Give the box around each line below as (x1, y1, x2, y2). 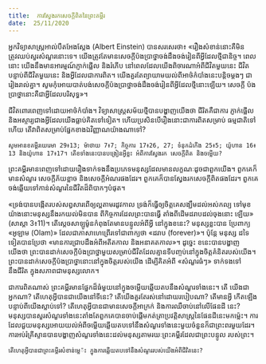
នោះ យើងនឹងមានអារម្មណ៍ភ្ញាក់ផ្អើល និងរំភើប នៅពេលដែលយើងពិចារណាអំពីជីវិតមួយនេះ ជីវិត (8, 61, 250, 70)
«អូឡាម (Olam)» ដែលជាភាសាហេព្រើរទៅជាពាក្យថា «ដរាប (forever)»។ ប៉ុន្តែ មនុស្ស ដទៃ (8, 227, 249, 237)
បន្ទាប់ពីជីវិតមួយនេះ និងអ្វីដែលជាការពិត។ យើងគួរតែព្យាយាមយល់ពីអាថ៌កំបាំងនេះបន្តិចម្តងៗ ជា (8, 69, 252, 80)
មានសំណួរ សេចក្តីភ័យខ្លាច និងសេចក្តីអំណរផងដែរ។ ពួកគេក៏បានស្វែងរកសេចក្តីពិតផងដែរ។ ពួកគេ (8, 173, 259, 183)
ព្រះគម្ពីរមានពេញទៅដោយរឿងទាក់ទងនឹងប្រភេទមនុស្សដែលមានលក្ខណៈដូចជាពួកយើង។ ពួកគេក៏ (8, 164, 257, 173)
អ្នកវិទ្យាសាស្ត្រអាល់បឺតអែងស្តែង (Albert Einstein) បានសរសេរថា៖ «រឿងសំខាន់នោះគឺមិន (8, 42, 245, 51)
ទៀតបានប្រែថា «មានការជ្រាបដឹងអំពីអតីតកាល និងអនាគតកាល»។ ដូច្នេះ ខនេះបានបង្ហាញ (8, 237, 241, 247)
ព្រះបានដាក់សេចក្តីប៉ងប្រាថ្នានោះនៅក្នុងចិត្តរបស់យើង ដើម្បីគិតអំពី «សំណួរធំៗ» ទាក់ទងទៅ (8, 256, 241, 266)
